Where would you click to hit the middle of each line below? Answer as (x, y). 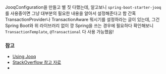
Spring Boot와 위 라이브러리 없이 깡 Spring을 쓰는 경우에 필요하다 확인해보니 (79, 25)
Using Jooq (24, 57)
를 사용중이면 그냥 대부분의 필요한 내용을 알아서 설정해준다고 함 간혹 (71, 13)
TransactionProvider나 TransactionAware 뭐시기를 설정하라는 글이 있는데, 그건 (83, 19)
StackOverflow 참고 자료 (37, 62)
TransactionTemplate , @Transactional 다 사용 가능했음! (59, 32)
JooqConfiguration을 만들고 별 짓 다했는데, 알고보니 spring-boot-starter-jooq (83, 7)
